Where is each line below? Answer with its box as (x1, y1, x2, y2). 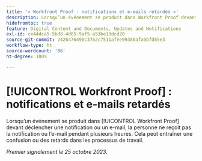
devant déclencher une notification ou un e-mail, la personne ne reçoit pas (6, 124, 191, 131)
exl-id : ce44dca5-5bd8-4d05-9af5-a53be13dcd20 (6, 31, 125, 37)
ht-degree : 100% (6, 53, 47, 59)
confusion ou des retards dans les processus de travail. (6, 136, 144, 144)
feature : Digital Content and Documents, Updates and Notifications (6, 25, 182, 32)
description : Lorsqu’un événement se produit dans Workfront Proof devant (6, 14, 198, 20)
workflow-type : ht (6, 43, 52, 49)
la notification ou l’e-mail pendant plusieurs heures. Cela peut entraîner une (6, 130, 193, 137)
